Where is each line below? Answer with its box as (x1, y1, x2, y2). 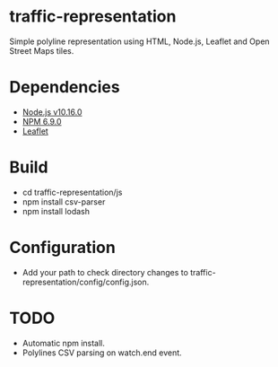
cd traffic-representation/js (22, 187, 123, 197)
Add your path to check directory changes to (22, 267, 188, 277)
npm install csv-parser (22, 196, 106, 207)
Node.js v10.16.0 (22, 106, 83, 118)
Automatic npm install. (22, 337, 106, 348)
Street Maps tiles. (9, 45, 74, 56)
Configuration (9, 238, 117, 258)
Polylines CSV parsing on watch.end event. (22, 347, 182, 358)
